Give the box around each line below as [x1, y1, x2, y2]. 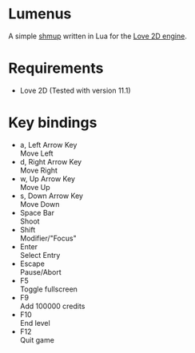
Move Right [19, 165, 58, 175]
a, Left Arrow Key [19, 140, 78, 149]
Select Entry [19, 250, 61, 260]
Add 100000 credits [19, 301, 86, 311]
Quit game [19, 335, 54, 344]
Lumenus [8, 5, 72, 23]
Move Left [19, 149, 54, 158]
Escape [19, 259, 46, 268]
